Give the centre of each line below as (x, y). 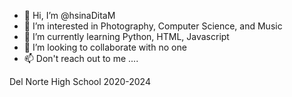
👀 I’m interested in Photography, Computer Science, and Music (153, 26)
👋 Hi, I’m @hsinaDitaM (69, 15)
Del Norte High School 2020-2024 (80, 81)
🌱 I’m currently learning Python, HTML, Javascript (126, 36)
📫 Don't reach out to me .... (81, 58)
